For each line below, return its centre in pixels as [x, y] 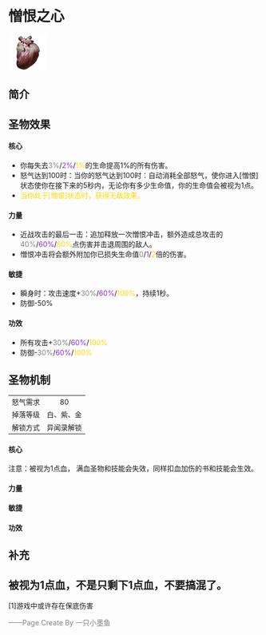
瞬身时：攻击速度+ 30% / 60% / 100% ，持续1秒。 [97, 293]
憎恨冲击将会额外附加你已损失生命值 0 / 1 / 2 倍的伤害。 [105, 254]
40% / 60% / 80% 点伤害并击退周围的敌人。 [88, 244]
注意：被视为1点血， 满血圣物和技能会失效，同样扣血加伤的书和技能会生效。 [133, 469]
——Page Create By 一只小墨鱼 [60, 623]
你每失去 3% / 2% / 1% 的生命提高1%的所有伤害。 [96, 165]
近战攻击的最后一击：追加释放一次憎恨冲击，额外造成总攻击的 [121, 234]
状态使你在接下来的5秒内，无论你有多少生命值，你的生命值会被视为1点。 [139, 185]
